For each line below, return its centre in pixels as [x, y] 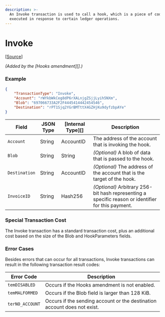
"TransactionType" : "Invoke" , [45, 94]
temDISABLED [22, 285]
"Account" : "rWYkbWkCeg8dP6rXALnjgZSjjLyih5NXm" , [66, 98]
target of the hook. [114, 179]
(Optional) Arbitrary [116, 187]
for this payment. [113, 205]
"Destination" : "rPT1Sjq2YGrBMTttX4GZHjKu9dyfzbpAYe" [70, 108]
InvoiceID [19, 196]
